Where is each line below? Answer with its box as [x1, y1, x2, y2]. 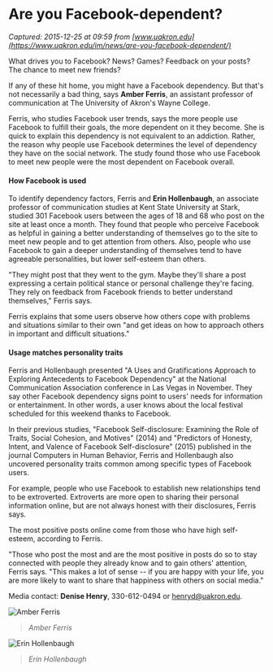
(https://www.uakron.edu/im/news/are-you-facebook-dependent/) [8, 40, 232, 50]
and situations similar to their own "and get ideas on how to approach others [8, 321, 265, 330]
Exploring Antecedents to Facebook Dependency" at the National [8, 374, 227, 384]
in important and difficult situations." [8, 329, 130, 338]
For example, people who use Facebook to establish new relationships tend [8, 483, 261, 493]
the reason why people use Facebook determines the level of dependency [8, 139, 258, 149]
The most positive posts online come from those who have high [8, 526, 221, 535]
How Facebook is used [8, 176, 87, 185]
